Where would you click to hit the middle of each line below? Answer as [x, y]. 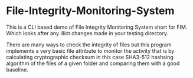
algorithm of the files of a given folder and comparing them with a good [93, 63]
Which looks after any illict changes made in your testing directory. [87, 33]
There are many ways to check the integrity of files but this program [89, 45]
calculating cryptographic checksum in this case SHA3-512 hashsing [90, 57]
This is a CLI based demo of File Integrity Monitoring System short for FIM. [97, 27]
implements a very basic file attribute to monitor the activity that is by [90, 50]
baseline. [17, 69]
